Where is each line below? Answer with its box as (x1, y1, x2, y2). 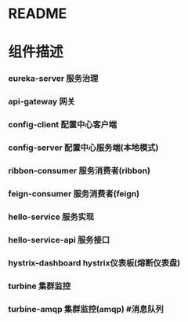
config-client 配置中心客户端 (8, 119, 117, 130)
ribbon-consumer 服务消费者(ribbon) (8, 165, 151, 176)
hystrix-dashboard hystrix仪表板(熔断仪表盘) (8, 257, 181, 268)
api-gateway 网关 (8, 96, 76, 107)
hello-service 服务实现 (8, 211, 95, 222)
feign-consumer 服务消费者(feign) (8, 188, 139, 199)
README (8, 5, 67, 23)
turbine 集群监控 (8, 280, 71, 291)
